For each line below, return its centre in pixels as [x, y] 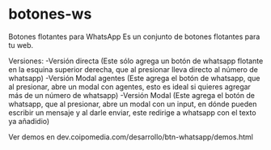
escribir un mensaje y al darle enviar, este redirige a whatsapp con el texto [132, 112]
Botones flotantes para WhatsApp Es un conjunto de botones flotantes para [134, 36]
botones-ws [50, 14]
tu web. [21, 45]
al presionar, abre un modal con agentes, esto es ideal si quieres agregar [129, 87]
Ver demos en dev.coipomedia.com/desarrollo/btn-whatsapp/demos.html [131, 137]
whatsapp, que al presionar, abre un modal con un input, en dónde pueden [133, 104]
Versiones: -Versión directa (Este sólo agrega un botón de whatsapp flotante [136, 61]
